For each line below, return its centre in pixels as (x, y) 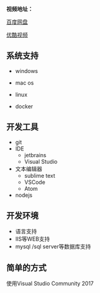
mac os (24, 83)
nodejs (23, 195)
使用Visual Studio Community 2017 (50, 284)
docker (24, 106)
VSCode (35, 182)
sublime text (40, 175)
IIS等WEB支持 (32, 239)
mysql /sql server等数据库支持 (53, 247)
